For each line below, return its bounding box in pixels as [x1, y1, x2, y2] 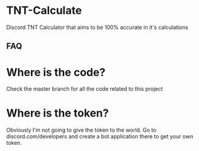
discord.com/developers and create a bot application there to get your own [6, 133, 194, 140]
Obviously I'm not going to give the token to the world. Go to [6, 126, 157, 133]
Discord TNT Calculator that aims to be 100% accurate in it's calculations [6, 24, 189, 31]
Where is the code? [6, 65, 106, 79]
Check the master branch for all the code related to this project [6, 85, 163, 92]
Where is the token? [6, 106, 109, 120]
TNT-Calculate [6, 4, 82, 18]
